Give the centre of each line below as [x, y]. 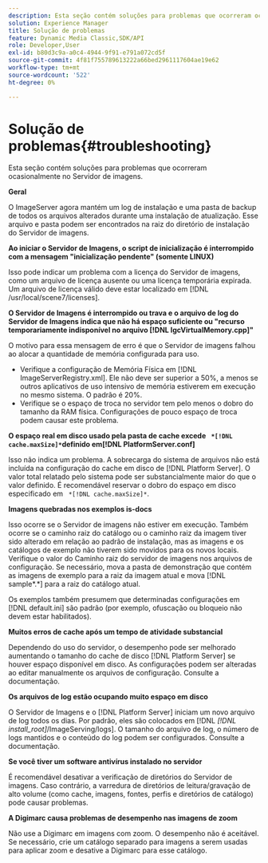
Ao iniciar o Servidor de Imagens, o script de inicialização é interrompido [131, 248]
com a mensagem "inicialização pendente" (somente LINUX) [111, 257]
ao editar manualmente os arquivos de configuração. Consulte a [114, 673]
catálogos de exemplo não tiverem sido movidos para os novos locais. [124, 550]
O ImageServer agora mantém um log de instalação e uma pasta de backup [132, 208]
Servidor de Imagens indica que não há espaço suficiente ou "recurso [126, 322]
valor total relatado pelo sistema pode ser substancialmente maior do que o [132, 477]
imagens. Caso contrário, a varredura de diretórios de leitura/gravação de [130, 786]
